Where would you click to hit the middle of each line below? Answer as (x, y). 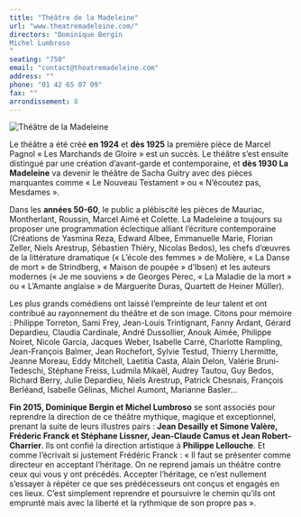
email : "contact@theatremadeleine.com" (84, 68)
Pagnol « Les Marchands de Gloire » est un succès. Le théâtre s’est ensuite (149, 154)
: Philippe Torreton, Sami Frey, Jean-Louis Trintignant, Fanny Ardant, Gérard (150, 323)
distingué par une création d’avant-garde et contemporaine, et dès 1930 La (149, 164)
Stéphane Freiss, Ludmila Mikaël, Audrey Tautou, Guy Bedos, (161, 371)
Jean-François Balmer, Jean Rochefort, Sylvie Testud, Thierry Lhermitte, (144, 351)
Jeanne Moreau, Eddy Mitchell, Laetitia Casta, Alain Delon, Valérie (132, 361)
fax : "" (24, 93)
